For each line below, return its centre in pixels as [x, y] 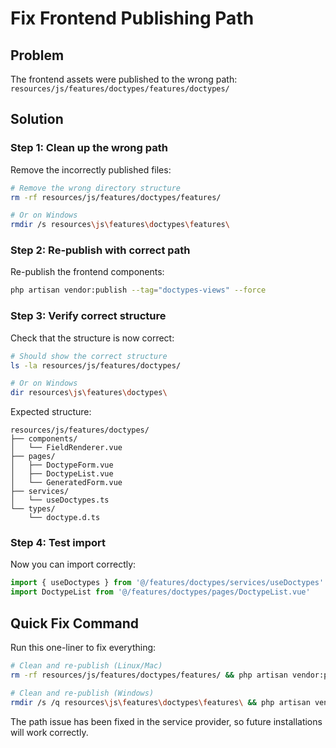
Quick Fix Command [75, 623]
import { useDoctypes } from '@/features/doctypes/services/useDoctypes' [167, 583]
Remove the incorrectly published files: [91, 169]
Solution [37, 119]
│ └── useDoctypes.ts [60, 500]
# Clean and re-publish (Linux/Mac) [86, 666]
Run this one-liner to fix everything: [83, 648]
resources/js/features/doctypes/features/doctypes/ [120, 89]
